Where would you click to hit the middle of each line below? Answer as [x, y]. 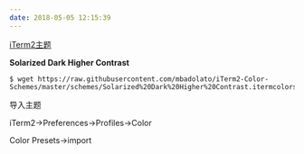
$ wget [22, 79]
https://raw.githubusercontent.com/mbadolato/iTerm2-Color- [153, 79]
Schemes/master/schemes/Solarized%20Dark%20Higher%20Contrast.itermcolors [153, 86]
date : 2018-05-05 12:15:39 [60, 18]
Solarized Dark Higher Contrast [69, 62]
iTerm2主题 [30, 44]
